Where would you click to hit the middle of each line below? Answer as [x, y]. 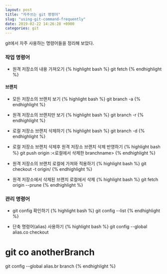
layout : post [19, 10]
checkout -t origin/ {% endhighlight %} [52, 169]
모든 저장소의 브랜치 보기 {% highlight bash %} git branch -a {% [77, 99]
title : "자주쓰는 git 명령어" [33, 14]
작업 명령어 [18, 57]
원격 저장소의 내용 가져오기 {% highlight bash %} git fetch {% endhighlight [87, 69]
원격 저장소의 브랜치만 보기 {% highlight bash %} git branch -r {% [78, 115]
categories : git [22, 28]
